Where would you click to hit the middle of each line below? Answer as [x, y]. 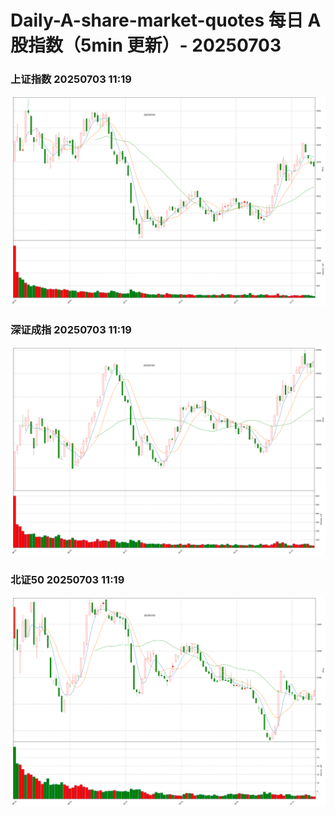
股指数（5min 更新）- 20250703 [146, 45]
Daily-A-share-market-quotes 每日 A [166, 20]
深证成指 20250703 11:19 [71, 330]
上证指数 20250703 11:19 [71, 79]
